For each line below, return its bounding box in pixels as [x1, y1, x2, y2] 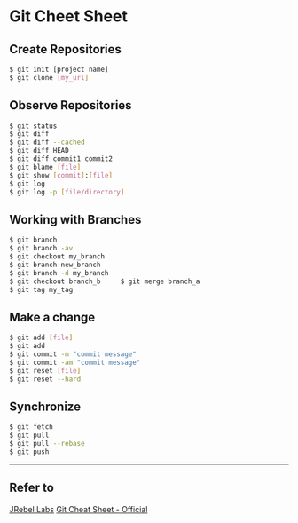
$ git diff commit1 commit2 [9, 155, 114, 163]
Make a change [9, 309, 96, 325]
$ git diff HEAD [9, 147, 69, 155]
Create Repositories [9, 42, 122, 57]
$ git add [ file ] [9, 333, 74, 343]
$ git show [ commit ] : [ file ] [9, 170, 114, 179]
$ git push [9, 447, 50, 456]
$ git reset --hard [9, 375, 82, 384]
